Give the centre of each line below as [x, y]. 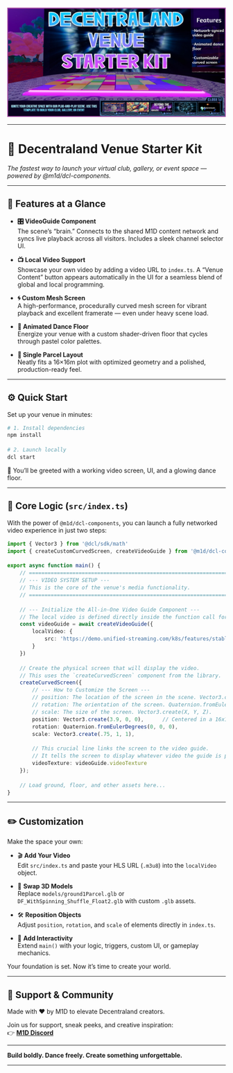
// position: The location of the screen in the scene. [114, 698]
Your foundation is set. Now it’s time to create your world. [89, 967]
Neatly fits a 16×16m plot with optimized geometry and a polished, [112, 362]
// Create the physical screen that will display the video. [110, 668]
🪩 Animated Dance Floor [53, 326]
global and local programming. [61, 284]
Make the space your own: [45, 842]
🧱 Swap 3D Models [45, 886]
